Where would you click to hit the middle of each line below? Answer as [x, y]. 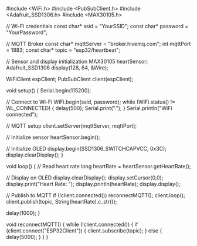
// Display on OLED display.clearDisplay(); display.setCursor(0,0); [85, 178]
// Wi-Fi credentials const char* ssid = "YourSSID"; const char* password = [97, 26]
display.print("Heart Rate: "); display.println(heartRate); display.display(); [93, 184]
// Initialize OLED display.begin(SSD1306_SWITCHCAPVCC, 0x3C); [86, 149]
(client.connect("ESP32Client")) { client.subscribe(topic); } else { [84, 231]
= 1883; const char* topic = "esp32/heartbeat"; [63, 50]
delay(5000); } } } [27, 237]
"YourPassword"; [27, 32]
